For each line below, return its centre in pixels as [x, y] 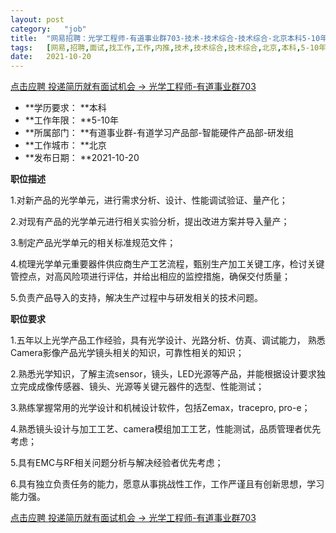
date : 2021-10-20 [51, 57]
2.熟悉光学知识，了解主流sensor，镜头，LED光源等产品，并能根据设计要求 [163, 374]
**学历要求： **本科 [65, 108]
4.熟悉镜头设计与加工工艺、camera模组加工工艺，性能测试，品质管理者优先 [166, 429]
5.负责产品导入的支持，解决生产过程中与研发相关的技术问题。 [136, 298]
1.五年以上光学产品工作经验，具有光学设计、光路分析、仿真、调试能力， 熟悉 [168, 340]
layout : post [37, 19]
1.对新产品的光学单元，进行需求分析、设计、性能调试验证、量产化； [149, 200]
